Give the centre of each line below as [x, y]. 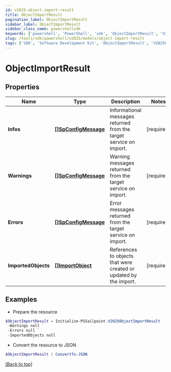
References [123, 249]
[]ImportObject [73, 265]
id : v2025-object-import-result [39, 10]
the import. [123, 281]
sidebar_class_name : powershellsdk [43, 29]
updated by [123, 275]
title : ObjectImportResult [34, 15]
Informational [125, 110]
